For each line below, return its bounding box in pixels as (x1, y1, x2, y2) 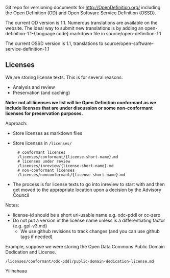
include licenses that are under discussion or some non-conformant (5, 105, 153, 111)
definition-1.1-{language (5, 31, 55, 36)
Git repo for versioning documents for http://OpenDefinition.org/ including (5, 5, 161, 10)
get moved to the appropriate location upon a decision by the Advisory (12, 187, 162, 193)
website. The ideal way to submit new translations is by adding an (5, 25, 144, 31)
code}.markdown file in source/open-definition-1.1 (56, 31, 161, 36)
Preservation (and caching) (12, 89, 70, 96)
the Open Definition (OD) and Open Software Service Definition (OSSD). (5, 10, 157, 16)
